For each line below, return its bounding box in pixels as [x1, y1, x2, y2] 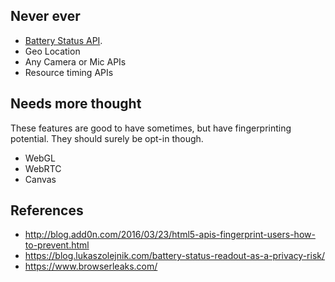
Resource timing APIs [24, 66, 114, 78]
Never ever [10, 8, 81, 25]
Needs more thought [10, 95, 142, 113]
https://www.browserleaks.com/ [24, 260, 158, 273]
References [10, 202, 84, 219]
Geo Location [24, 45, 81, 57]
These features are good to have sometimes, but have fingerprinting [10, 122, 292, 134]
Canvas [24, 173, 57, 185]
